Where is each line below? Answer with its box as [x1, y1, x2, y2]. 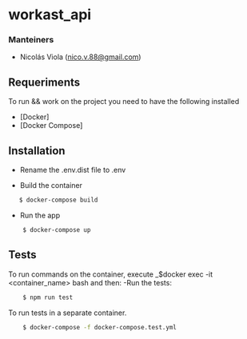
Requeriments [8, 75, 81, 89]
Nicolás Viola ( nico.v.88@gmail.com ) [19, 52, 141, 62]
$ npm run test [22, 293, 74, 301]
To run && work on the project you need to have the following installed [8, 97, 240, 106]
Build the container [19, 181, 82, 190]
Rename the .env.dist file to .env [19, 166, 126, 175]
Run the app [19, 210, 61, 220]
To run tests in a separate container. [8, 308, 127, 317]
